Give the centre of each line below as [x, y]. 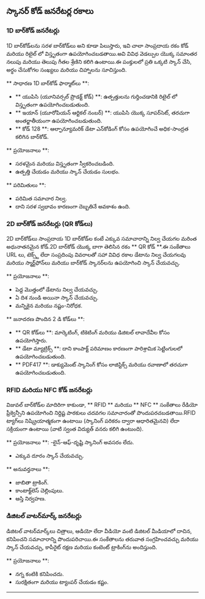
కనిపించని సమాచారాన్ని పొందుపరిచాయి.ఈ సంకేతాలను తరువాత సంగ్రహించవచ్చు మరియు [103, 539]
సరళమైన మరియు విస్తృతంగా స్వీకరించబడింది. [65, 164]
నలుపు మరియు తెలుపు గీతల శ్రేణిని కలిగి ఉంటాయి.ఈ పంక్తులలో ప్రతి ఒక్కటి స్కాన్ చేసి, [99, 61]
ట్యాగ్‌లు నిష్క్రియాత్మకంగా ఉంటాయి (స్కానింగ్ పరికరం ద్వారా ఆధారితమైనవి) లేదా [93, 421]
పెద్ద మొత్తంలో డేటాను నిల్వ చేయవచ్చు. [57, 289]
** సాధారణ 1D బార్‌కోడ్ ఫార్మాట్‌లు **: [48, 83]
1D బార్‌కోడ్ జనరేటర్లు [33, 31]
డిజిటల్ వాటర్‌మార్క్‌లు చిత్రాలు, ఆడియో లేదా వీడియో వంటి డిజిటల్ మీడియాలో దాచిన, [99, 531]
